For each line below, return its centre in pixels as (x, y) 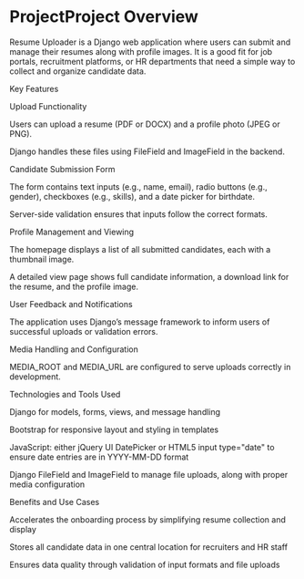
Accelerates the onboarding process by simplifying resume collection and (148, 519)
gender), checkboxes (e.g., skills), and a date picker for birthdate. (132, 196)
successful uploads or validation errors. (84, 331)
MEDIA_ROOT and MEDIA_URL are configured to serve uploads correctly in (150, 367)
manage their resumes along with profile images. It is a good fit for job (141, 51)
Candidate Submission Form (62, 169)
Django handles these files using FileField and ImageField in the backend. (147, 151)
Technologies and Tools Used (65, 394)
